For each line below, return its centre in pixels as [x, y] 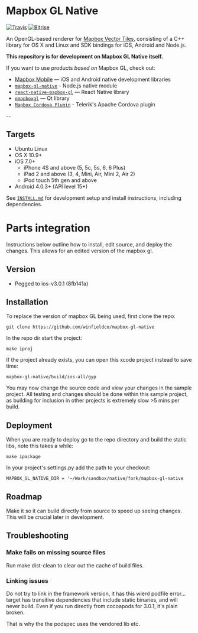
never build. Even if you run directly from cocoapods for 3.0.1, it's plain [92, 606]
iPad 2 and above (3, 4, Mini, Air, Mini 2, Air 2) [79, 174]
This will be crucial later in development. [55, 517]
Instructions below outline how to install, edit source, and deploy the [89, 244]
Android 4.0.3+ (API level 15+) [51, 186]
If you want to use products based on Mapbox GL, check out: [81, 68]
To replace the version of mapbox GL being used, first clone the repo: [91, 316]
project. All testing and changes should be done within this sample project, [97, 394]
